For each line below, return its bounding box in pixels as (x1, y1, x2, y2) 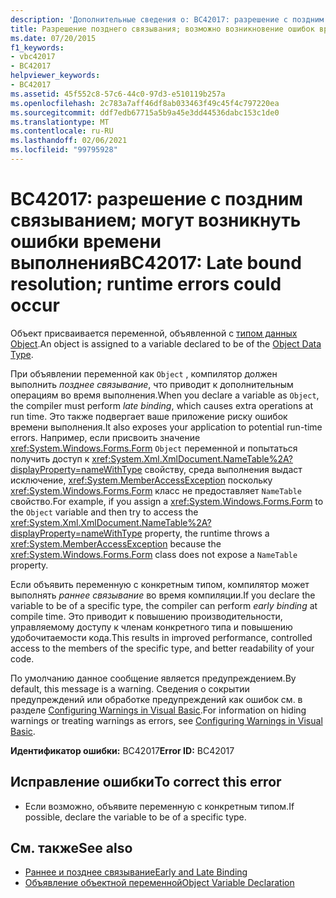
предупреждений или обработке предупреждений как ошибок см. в (10, 693, 303, 705)
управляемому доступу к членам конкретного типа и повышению (10, 621, 293, 633)
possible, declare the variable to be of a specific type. (24, 811, 247, 823)
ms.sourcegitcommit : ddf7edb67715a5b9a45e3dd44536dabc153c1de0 (10, 107, 280, 118)
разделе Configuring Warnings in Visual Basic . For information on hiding (10, 704, 307, 716)
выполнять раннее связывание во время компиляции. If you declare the (10, 589, 316, 601)
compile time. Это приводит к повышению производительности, (10, 610, 283, 622)
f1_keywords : (10, 42, 65, 53)
